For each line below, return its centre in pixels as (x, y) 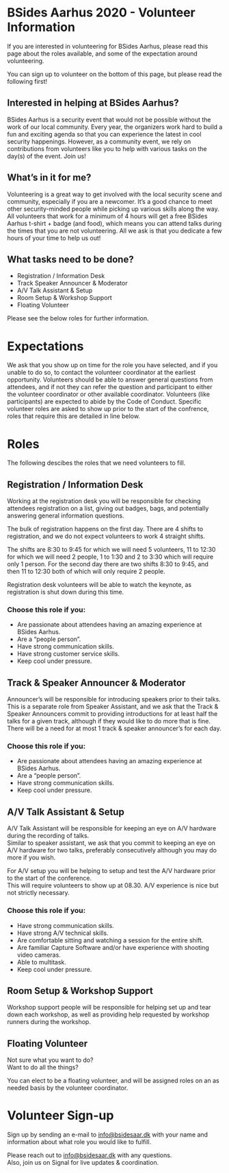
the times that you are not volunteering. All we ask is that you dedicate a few (114, 231)
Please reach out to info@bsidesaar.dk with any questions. (90, 1155)
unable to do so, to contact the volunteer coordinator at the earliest (102, 373)
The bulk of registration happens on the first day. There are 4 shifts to (105, 529)
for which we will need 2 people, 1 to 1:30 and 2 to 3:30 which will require (110, 557)
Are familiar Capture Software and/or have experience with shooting (113, 947)
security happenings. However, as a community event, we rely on (99, 141)
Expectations (45, 346)
